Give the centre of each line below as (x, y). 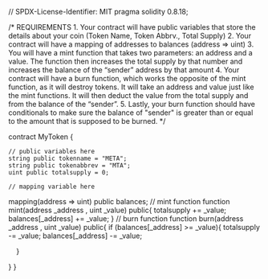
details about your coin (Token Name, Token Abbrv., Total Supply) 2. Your (130, 36)
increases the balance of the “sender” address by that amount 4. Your (124, 70)
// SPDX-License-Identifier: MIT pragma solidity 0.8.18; (98, 12)
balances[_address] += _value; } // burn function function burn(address (126, 219)
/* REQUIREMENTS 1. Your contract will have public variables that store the (132, 27)
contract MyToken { (41, 137)
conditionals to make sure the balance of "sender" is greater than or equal (131, 113)
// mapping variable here (51, 187)
